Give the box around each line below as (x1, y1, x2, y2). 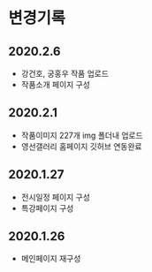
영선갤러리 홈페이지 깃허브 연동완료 (20, 140, 142, 151)
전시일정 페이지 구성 (20, 192, 90, 202)
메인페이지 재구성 (20, 253, 81, 264)
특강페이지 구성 (20, 202, 74, 213)
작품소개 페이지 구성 (20, 79, 90, 89)
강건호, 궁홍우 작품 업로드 (20, 68, 110, 79)
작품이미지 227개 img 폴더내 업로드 (20, 130, 143, 140)
